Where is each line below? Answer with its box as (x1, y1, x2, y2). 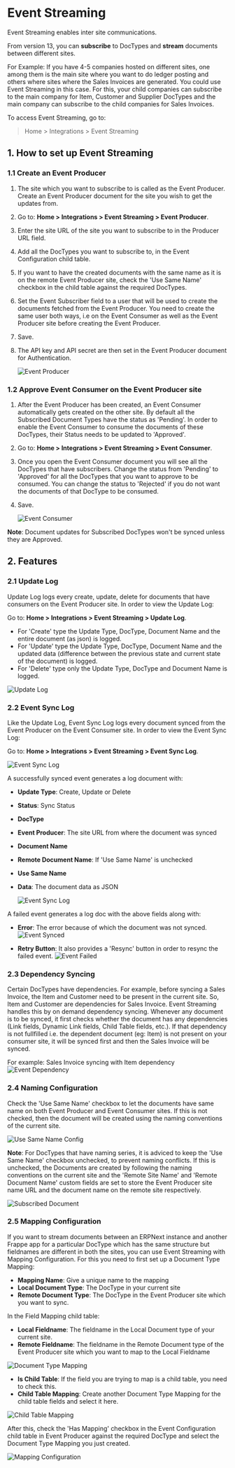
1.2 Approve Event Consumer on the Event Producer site (7, 384, 202, 394)
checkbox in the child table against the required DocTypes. (17, 283, 187, 291)
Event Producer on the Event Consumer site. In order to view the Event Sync (7, 726, 227, 734)
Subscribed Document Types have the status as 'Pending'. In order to (17, 415, 218, 424)
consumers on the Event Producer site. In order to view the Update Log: (7, 600, 215, 608)
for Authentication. (17, 354, 72, 362)
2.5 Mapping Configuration (7, 1217, 101, 1226)
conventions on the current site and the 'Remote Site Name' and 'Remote (7, 1170, 218, 1179)
